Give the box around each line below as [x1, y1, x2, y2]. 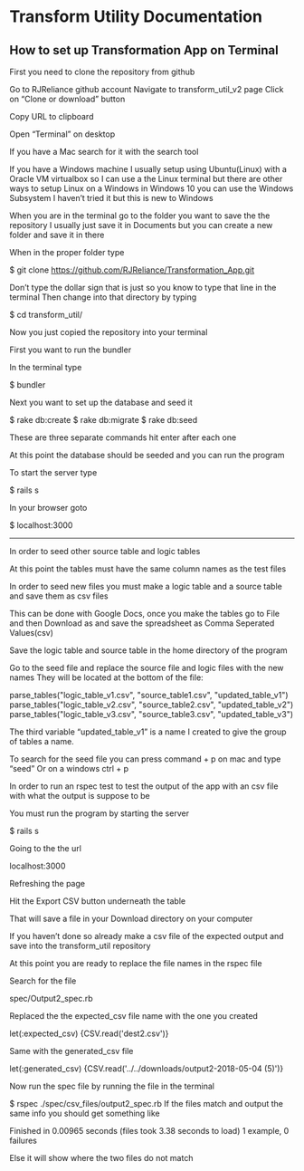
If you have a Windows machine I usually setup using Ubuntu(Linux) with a [9, 164, 288, 174]
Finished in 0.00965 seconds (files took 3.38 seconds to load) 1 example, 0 [9, 1126, 290, 1136]
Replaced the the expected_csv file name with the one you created [9, 1011, 258, 1021]
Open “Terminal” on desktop [9, 129, 116, 139]
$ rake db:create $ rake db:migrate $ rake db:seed [9, 415, 198, 425]
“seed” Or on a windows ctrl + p [9, 763, 129, 773]
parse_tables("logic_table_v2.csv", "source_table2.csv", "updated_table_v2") [9, 699, 294, 710]
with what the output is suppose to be [9, 791, 151, 801]
